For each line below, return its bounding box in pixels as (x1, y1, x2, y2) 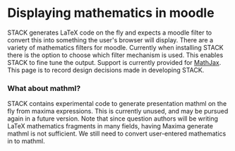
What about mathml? (7, 83, 81, 93)
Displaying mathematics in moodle (7, 5, 215, 21)
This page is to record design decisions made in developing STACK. (7, 66, 205, 74)
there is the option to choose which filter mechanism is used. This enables (7, 51, 224, 59)
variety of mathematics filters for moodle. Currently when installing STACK (7, 43, 224, 52)
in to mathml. (7, 137, 46, 145)
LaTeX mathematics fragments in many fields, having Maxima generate (7, 122, 214, 131)
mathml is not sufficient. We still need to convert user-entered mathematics (7, 129, 227, 138)
